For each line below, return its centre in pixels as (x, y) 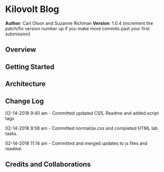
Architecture (26, 84)
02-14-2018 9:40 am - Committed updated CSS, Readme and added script (82, 113)
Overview (21, 50)
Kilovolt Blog (32, 9)
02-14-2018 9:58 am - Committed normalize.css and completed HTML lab (81, 128)
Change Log (25, 101)
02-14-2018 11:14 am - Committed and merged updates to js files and (76, 143)
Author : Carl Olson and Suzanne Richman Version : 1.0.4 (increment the (79, 23)
